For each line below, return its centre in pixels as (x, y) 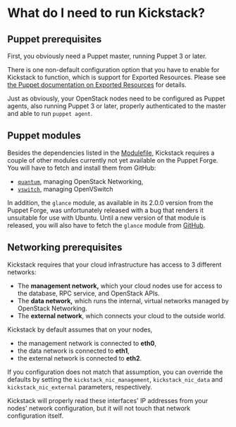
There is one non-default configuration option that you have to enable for (113, 70)
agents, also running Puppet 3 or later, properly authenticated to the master (117, 106)
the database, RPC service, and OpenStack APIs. (88, 293)
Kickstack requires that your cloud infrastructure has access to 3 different (114, 264)
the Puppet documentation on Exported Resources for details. (97, 85)
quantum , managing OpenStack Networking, (80, 181)
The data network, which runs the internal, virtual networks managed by (123, 300)
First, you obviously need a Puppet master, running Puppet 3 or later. (107, 56)
